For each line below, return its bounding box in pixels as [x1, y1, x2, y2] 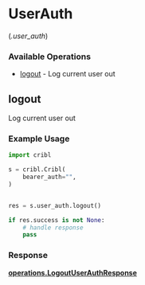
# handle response [22, 224, 84, 232]
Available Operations [8, 51, 92, 62]
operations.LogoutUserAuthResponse [8, 267, 138, 277]
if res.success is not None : [8, 216, 105, 224]
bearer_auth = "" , [22, 173, 77, 182]
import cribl [8, 151, 52, 159]
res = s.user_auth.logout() [8, 201, 102, 209]
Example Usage [8, 133, 70, 144]
